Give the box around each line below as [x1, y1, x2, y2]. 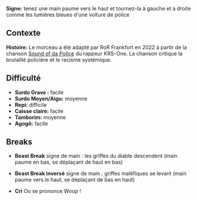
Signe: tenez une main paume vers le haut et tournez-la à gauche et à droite [6, 5, 191, 12]
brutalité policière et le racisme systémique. [6, 56, 112, 63]
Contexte [6, 28, 41, 38]
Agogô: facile [14, 120, 48, 127]
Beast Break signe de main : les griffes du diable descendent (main [14, 152, 178, 160]
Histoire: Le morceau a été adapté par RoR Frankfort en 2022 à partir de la [6, 43, 187, 50]
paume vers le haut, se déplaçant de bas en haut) [14, 176, 135, 184]
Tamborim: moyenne [14, 114, 66, 121]
